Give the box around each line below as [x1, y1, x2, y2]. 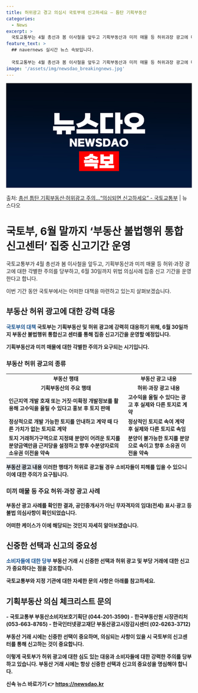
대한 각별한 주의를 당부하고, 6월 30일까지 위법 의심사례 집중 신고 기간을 [16, 267, 181, 274]
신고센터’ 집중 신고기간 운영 [6, 239, 131, 253]
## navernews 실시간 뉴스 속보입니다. [11, 47, 94, 53]
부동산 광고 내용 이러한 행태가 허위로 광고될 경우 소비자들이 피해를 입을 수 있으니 [6, 464, 187, 471]
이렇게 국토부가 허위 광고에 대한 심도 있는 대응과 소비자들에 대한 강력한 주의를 [6, 653, 181, 660]
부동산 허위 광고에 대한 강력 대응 [6, 306, 115, 316]
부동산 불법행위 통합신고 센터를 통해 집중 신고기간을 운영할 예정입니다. [12, 331, 171, 338]
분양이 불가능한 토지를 [127, 435, 179, 442]
